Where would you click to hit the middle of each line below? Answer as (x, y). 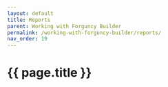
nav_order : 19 (28, 39)
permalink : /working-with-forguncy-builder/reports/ (84, 33)
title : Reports (29, 20)
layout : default (30, 13)
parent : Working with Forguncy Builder (64, 26)
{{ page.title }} (50, 73)
